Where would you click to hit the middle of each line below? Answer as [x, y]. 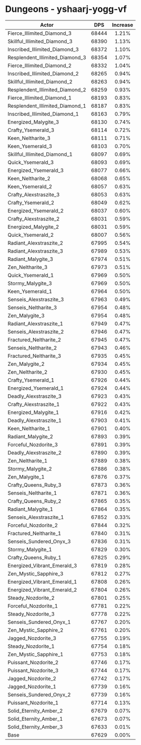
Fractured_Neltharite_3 [34, 356]
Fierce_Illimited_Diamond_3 [40, 33]
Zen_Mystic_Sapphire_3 [35, 573]
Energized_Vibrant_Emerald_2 [42, 590]
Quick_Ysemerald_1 [31, 275]
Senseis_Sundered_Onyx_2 [39, 694]
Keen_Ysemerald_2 [30, 186]
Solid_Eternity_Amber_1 [35, 719]
